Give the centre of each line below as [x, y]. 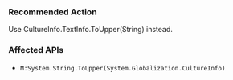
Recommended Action [53, 12]
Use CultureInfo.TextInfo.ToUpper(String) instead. [90, 30]
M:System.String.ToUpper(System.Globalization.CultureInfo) [123, 68]
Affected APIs [36, 50]
